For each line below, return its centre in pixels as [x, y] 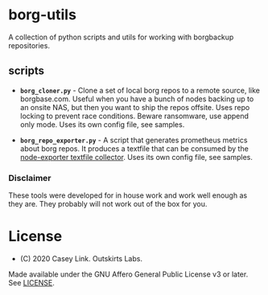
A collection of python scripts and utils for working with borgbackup [121, 37]
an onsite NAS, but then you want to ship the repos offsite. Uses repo [135, 107]
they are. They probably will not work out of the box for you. [108, 204]
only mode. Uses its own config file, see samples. [102, 124]
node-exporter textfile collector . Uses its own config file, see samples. [136, 157]
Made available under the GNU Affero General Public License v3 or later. [128, 274]
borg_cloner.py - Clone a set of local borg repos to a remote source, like [140, 90]
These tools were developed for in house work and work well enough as [128, 195]
